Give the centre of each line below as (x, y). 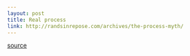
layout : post (26, 13)
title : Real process (37, 20)
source (17, 46)
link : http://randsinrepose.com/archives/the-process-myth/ (96, 26)
